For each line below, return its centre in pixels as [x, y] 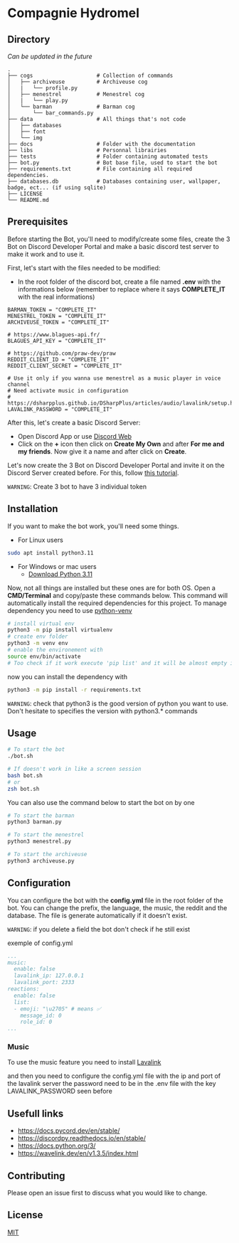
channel [19, 384]
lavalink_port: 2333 [44, 983]
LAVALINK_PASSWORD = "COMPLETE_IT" [60, 409]
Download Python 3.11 [60, 574]
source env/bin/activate [44, 656]
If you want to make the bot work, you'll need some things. [93, 526]
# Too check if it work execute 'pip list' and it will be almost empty [117, 663]
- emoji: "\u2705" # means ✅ [58, 1009]
